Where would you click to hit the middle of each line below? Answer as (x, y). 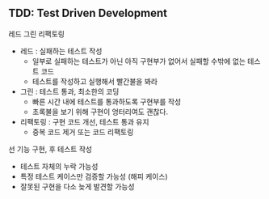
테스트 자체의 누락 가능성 (59, 166)
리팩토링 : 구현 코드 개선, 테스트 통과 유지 (84, 121)
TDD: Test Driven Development (88, 13)
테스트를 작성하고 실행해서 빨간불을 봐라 (95, 81)
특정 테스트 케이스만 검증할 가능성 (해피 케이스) (94, 176)
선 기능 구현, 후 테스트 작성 (50, 149)
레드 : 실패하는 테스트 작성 (61, 51)
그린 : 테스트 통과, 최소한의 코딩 (69, 91)
